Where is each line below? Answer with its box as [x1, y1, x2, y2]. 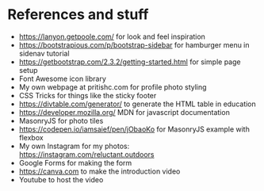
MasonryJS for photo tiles [18, 116, 104, 125]
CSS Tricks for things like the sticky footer [18, 90, 157, 100]
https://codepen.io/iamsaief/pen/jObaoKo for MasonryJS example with [18, 124, 251, 134]
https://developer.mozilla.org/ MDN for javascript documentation [18, 107, 231, 117]
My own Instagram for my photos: [18, 141, 130, 151]
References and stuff [7, 6, 149, 24]
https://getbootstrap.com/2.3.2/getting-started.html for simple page [18, 57, 241, 67]
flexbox [18, 132, 44, 142]
